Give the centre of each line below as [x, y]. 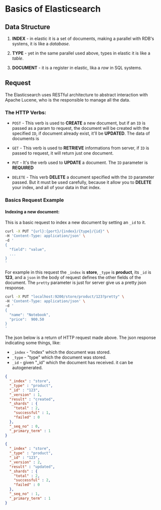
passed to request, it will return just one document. [63, 153]
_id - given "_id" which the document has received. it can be [73, 363]
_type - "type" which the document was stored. [59, 357]
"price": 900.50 [27, 319]
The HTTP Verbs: [26, 112]
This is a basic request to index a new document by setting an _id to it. [75, 223]
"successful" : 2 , [32, 480]
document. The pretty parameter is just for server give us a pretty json [76, 282]
